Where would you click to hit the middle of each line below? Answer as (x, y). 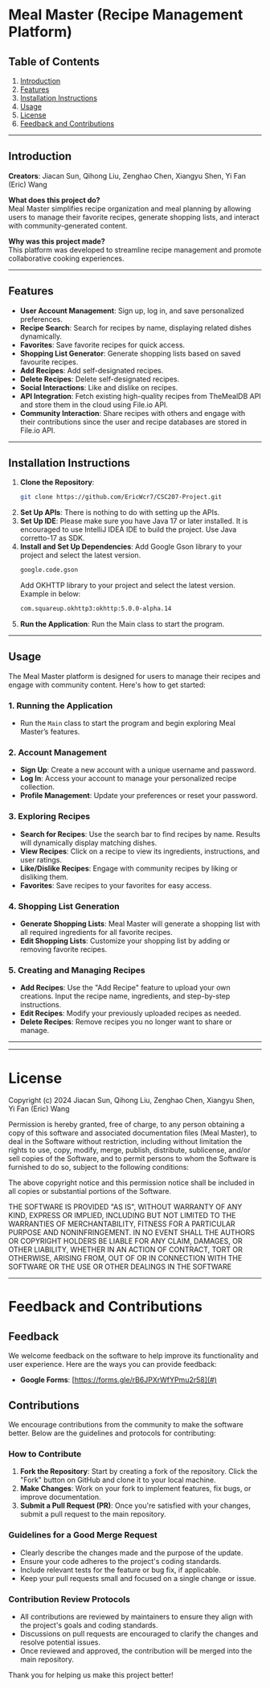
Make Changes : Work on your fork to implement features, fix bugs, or (135, 1488)
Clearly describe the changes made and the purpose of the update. (131, 1552)
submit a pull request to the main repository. (93, 1514)
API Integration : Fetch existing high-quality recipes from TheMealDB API (140, 396)
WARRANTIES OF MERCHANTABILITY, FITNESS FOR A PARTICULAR (122, 1224)
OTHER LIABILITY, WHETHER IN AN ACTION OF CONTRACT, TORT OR (125, 1250)
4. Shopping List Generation (64, 906)
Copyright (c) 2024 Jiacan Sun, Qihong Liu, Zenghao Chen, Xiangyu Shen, (132, 1101)
